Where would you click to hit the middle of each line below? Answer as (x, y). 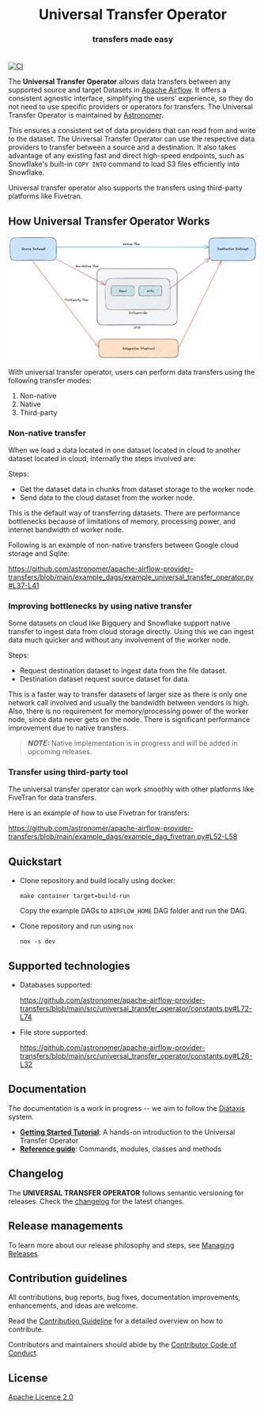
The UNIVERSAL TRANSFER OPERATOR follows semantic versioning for (126, 1192)
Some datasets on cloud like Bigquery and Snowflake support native (119, 623)
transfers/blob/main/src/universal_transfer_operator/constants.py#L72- (136, 1009)
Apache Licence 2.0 (41, 1397)
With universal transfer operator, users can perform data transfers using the (132, 372)
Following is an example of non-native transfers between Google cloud (123, 545)
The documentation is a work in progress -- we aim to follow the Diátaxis (126, 1108)
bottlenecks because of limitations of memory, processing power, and (122, 521)
